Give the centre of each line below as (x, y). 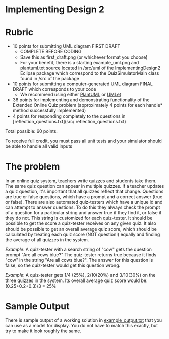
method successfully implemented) (49, 111)
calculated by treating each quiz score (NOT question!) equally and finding (83, 234)
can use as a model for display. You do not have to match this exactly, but (82, 326)
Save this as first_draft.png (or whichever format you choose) (84, 57)
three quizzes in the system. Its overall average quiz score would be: (76, 280)
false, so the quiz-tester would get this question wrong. (63, 265)
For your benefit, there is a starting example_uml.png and (79, 63)
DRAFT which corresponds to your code (54, 89)
